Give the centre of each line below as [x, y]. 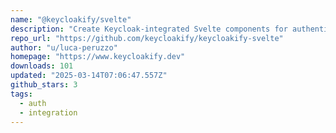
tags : [21, 94]
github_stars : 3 [44, 85]
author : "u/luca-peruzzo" [64, 47]
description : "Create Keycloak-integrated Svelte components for [149, 29]
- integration [48, 112]
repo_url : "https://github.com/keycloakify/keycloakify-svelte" [147, 38]
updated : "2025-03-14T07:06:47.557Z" [89, 76]
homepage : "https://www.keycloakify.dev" [98, 57]
